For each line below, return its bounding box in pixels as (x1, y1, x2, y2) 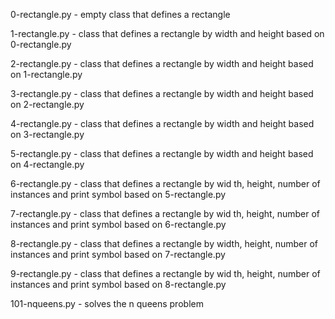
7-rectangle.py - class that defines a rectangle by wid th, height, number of (10, 208, 320, 219)
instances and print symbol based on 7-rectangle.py (10, 249, 226, 260)
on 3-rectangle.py (10, 129, 85, 140)
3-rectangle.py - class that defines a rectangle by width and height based (10, 88, 314, 99)
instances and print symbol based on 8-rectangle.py (10, 279, 227, 290)
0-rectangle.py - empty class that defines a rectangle (10, 9, 231, 20)
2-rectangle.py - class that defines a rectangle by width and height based (10, 58, 314, 69)
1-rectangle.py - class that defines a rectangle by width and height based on (10, 28, 325, 39)
